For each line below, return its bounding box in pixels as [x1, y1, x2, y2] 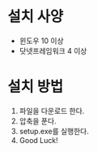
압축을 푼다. [19, 115, 57, 126]
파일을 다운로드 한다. [19, 106, 85, 115]
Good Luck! [19, 135, 58, 145]
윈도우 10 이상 [19, 36, 64, 46]
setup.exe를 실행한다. [19, 126, 90, 136]
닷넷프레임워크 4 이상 [19, 46, 87, 55]
